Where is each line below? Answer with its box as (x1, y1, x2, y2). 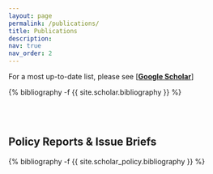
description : (8, 34, 53, 43)
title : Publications (8, 27, 79, 35)
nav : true (8, 42, 42, 50)
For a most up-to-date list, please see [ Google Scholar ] (8, 72, 194, 81)
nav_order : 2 (8, 49, 53, 57)
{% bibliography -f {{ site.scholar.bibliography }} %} (8, 87, 182, 97)
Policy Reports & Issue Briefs (8, 135, 157, 149)
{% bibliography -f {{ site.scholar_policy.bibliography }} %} (8, 156, 206, 166)
